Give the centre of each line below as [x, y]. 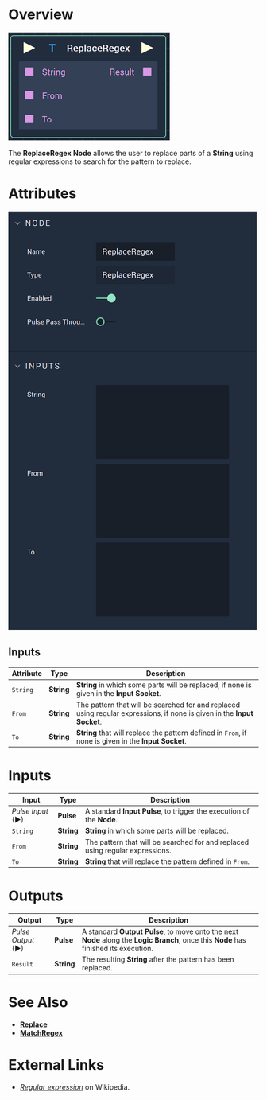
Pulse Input [30, 811]
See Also [38, 1002]
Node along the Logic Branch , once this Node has [164, 940]
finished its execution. [118, 949]
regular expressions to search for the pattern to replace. [100, 161]
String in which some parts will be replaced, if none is [164, 685]
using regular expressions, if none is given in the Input [165, 713]
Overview [41, 15]
